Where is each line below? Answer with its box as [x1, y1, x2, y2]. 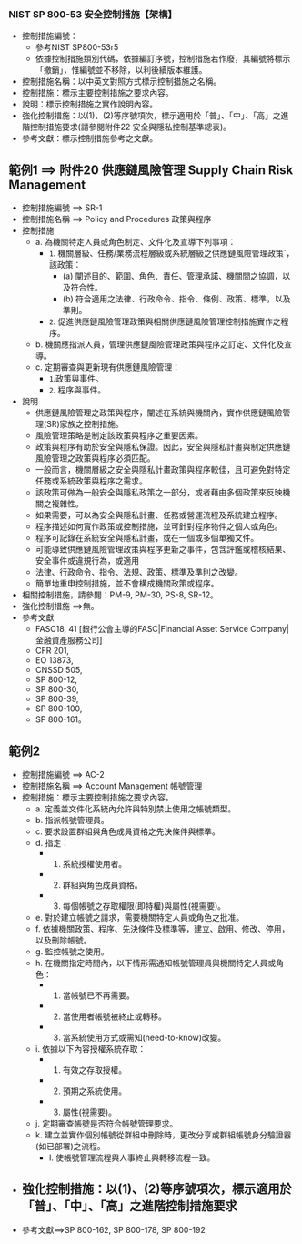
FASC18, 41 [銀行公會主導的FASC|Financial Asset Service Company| [35, 624, 290, 635]
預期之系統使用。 [62, 1086, 127, 1096]
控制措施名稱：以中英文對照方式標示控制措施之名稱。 [21, 76, 222, 87]
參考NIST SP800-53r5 [35, 42, 119, 53]
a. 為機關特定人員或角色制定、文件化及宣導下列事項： [35, 237, 237, 248]
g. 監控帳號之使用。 [35, 945, 110, 957]
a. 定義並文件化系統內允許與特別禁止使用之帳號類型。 [35, 803, 237, 814]
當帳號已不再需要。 [62, 990, 136, 1001]
